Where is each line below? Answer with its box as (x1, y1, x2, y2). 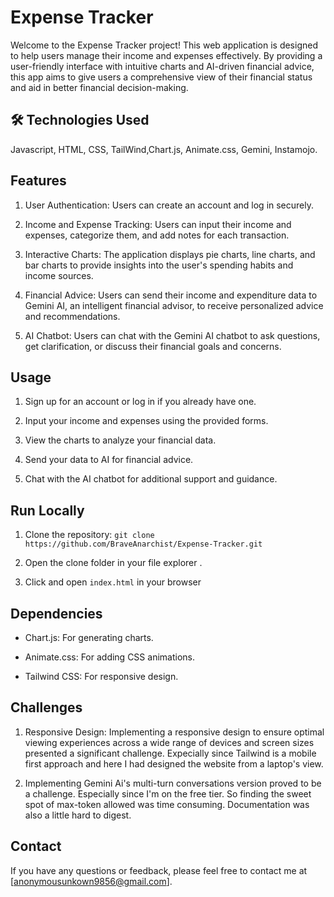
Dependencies (10, 605, 103, 622)
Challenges (10, 699, 83, 716)
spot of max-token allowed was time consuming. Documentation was (24, 798, 310, 810)
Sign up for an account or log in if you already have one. (24, 396, 257, 408)
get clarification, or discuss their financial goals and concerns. (24, 340, 282, 352)
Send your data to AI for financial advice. (24, 454, 194, 466)
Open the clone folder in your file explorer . (24, 557, 203, 569)
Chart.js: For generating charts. (24, 632, 154, 643)
